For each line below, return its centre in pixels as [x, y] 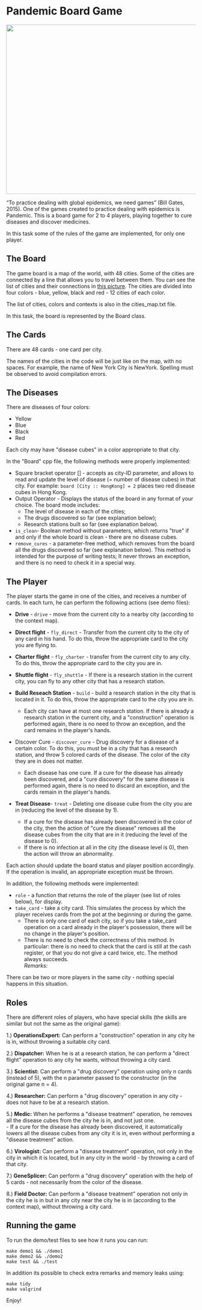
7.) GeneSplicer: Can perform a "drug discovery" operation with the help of [100, 1176]
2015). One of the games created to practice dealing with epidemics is [93, 208]
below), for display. [39, 901]
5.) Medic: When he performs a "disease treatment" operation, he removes [99, 1114]
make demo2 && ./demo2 [35, 1256]
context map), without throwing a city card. [60, 1207]
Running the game [41, 1225]
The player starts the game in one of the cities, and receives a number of [96, 596]
